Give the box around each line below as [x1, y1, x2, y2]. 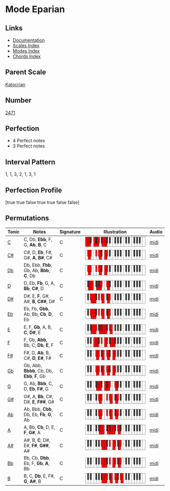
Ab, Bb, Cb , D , [23, 311, 53, 317]
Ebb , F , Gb [23, 373, 46, 380]
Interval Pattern [5, 158, 56, 166]
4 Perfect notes [12, 138, 46, 144]
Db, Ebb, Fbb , [23, 262, 52, 268]
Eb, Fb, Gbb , [23, 306, 50, 312]
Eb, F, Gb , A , [23, 460, 50, 466]
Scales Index [12, 43, 39, 49]
